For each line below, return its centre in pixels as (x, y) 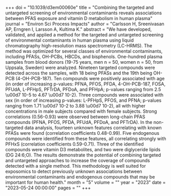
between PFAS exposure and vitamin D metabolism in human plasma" (79, 18)
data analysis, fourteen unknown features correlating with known (93, 128)
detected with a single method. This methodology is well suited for (76, 166)
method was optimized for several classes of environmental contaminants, (84, 51)
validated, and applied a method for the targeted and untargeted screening (84, 35)
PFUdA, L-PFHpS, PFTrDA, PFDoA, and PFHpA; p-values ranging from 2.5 (83, 89)
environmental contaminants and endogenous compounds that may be (80, 177)
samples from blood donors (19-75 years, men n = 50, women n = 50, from (84, 62)
